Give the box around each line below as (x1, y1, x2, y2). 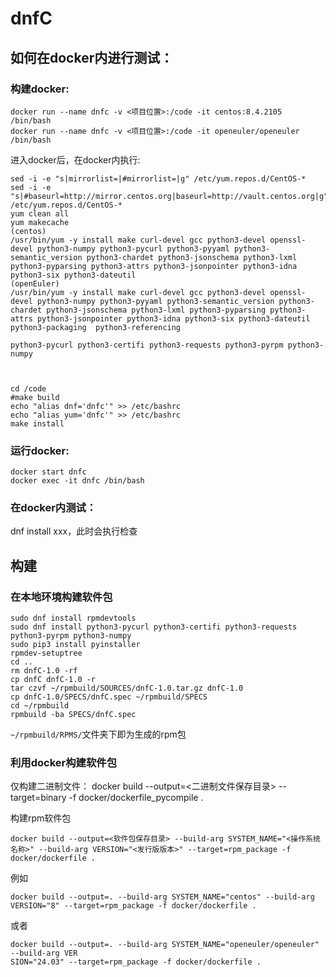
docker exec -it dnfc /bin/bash (10, 476, 145, 486)
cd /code (10, 383, 47, 394)
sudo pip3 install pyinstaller (10, 640, 141, 650)
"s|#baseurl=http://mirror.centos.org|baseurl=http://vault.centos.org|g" (10, 191, 329, 201)
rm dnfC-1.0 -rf (10, 666, 78, 676)
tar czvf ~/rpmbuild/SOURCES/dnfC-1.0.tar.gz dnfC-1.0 (10, 683, 244, 694)
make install (10, 418, 65, 429)
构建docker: (10, 82, 70, 96)
